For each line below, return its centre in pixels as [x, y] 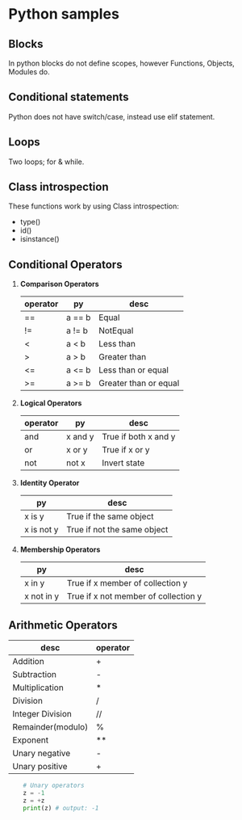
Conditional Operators [65, 265]
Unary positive [40, 767]
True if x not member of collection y [135, 596]
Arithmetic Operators [63, 625]
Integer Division [42, 714]
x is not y [41, 530]
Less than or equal [134, 370]
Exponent [31, 740]
